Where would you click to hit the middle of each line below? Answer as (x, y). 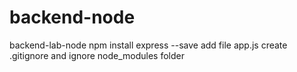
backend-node (72, 17)
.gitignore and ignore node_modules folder (97, 55)
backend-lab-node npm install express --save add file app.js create (148, 45)
